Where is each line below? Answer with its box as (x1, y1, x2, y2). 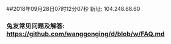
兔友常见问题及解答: (6, 22, 65, 30)
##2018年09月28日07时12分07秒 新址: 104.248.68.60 (6, 5, 140, 12)
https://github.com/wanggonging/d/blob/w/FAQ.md (6, 30, 165, 38)
